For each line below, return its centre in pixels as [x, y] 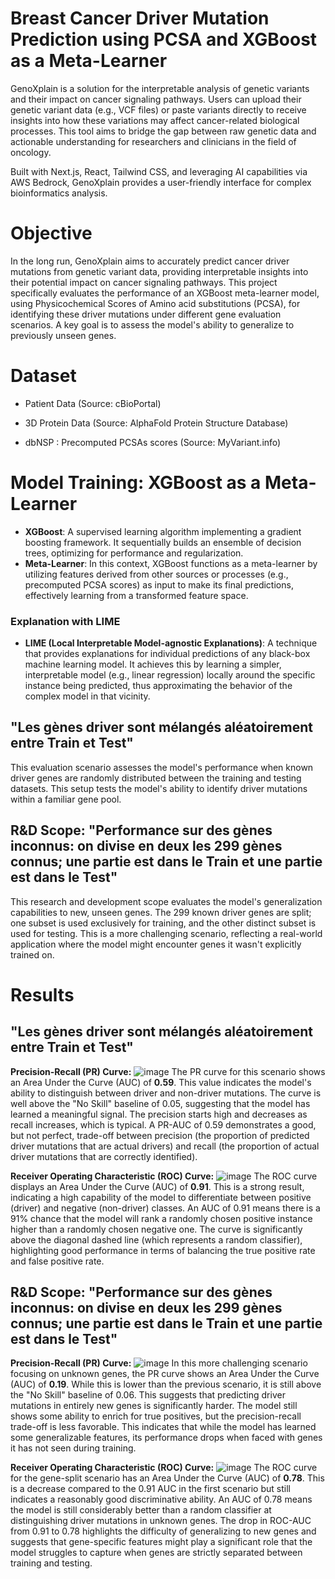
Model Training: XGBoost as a [136, 483]
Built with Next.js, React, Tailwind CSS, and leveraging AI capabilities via [159, 171]
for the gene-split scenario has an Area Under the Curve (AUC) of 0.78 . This [167, 1478]
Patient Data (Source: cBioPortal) [93, 403]
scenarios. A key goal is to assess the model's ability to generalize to [152, 324]
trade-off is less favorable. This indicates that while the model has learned [163, 1427]
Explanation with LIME [65, 621]
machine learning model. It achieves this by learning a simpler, [153, 664]
